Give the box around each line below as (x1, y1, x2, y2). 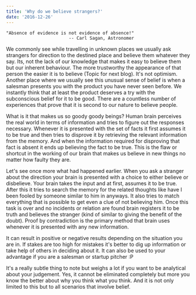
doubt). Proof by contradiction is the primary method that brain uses (6, 217, 170, 224)
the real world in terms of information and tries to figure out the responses (6, 119, 185, 126)
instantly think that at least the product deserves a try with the (6, 89, 156, 96)
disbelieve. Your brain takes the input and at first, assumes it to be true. (6, 179, 177, 187)
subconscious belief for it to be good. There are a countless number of (6, 95, 176, 102)
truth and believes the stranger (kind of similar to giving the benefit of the (6, 211, 183, 218)
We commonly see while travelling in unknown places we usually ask (6, 45, 171, 53)
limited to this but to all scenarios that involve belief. (6, 283, 131, 290)
